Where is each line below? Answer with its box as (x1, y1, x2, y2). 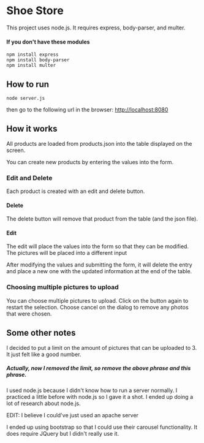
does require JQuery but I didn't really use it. (6, 430, 119, 437)
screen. (6, 146, 26, 154)
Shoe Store (6, 4, 64, 18)
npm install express (6, 51, 59, 58)
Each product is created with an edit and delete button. (6, 187, 145, 195)
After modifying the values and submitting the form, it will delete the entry (6, 261, 193, 268)
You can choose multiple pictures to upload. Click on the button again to (6, 297, 189, 304)
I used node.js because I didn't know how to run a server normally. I (6, 387, 178, 394)
